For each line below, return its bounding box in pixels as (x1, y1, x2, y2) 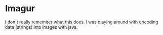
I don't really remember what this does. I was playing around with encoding (5, 19, 159, 25)
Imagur (5, 3, 36, 14)
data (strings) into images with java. (5, 24, 78, 30)
